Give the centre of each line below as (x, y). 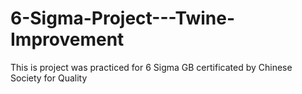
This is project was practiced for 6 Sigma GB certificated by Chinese (151, 67)
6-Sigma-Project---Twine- (123, 18)
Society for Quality (49, 78)
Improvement (67, 39)
